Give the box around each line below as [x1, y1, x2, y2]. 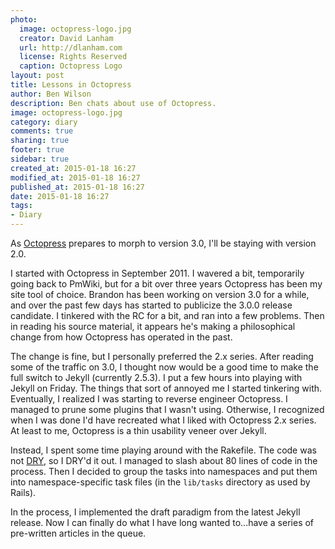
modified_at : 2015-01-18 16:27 [10, 172, 141, 183]
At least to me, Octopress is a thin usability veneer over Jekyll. [10, 425, 267, 436]
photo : [10, 14, 38, 25]
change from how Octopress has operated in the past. [10, 331, 233, 343]
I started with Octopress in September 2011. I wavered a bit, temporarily [10, 267, 305, 279]
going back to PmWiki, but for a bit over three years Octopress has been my [10, 278, 323, 290]
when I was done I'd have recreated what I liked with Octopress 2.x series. [10, 414, 317, 426]
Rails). [10, 487, 37, 498]
